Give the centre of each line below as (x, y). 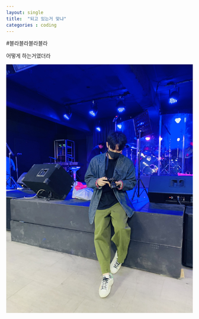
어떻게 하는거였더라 (28, 56)
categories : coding (32, 25)
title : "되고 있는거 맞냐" (36, 19)
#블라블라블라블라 (27, 43)
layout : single (25, 12)
